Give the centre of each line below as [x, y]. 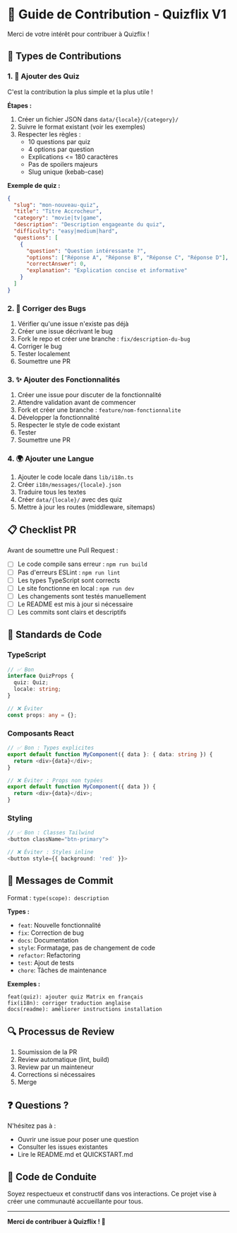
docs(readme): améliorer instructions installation [85, 1009]
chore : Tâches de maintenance [62, 970]
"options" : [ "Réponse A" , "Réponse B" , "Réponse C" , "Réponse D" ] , [127, 257]
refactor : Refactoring [49, 955]
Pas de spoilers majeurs [63, 164]
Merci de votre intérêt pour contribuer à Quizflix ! [78, 34]
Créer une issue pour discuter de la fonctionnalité [90, 395]
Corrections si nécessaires [56, 1075]
